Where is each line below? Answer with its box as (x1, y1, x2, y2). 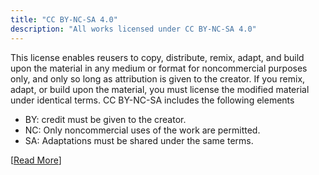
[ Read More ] (10, 154, 62, 166)
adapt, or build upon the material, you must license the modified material (10, 83, 310, 95)
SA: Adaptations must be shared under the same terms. (24, 134, 254, 146)
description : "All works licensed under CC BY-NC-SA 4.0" (10, 24, 257, 34)
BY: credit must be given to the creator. (24, 113, 187, 125)
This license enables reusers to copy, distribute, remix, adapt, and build (10, 51, 305, 63)
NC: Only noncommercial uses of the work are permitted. (24, 124, 261, 136)
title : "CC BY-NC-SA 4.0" (10, 14, 118, 25)
